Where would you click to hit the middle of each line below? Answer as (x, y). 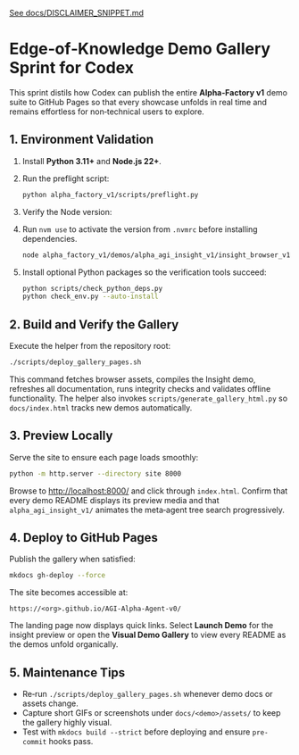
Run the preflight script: (66, 178)
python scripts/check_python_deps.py (92, 288)
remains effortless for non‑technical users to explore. (107, 112)
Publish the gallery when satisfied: (72, 559)
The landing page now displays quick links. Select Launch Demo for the (141, 626)
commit (34, 743)
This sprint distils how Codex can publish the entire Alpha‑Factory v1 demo (149, 92)
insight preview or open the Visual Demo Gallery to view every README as (148, 635)
